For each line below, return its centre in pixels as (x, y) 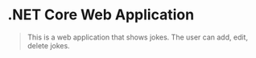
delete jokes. (48, 45)
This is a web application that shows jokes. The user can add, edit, (138, 37)
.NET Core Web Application (101, 15)
